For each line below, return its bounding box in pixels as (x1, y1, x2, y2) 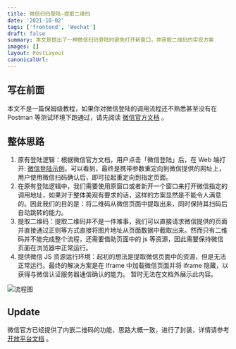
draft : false (7, 30, 46, 37)
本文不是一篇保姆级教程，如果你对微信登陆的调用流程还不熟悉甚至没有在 (7, 104, 217, 113)
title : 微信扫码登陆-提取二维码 (7, 10, 91, 18)
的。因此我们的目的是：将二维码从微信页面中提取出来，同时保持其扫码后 (17, 200, 228, 208)
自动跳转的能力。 (17, 209, 68, 217)
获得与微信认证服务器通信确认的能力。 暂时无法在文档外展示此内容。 (17, 270, 217, 278)
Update (7, 306, 41, 318)
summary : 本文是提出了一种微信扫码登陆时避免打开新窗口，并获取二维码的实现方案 (7, 37, 214, 44)
